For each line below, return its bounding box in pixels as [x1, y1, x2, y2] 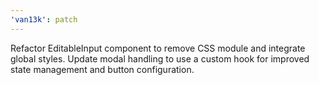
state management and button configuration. [10, 63, 195, 75]
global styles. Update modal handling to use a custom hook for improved [10, 52, 310, 65]
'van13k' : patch [10, 14, 78, 25]
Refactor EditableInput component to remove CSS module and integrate [10, 42, 306, 54]
